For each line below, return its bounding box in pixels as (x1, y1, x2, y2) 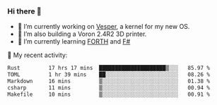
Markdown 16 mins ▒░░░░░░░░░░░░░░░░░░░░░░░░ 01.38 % (7, 78, 211, 85)
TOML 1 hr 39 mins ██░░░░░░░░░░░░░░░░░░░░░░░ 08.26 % (7, 71, 211, 78)
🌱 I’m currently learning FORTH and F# (17, 37, 131, 46)
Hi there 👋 (7, 6, 42, 16)
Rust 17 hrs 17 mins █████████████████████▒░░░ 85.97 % (7, 65, 211, 72)
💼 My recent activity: (7, 51, 68, 59)
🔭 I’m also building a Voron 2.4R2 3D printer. (17, 30, 147, 38)
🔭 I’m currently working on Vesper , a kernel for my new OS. (17, 23, 190, 31)
